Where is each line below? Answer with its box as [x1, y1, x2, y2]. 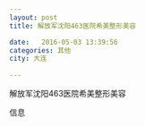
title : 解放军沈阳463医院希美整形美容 [9, 21, 137, 30]
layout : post [9, 13, 58, 22]
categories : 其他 [9, 46, 72, 55]
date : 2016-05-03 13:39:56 [9, 38, 118, 46]
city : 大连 [9, 55, 47, 63]
